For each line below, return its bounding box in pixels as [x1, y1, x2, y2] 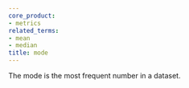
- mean [8, 34, 31, 42]
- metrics [8, 19, 42, 27]
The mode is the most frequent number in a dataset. [8, 71, 181, 80]
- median [8, 42, 38, 50]
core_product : [8, 11, 56, 20]
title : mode [8, 49, 48, 57]
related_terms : [8, 26, 60, 34]
